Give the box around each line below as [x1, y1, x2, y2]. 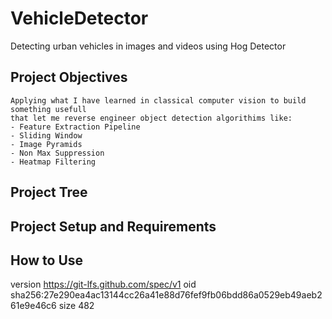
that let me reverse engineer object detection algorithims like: [10, 113, 293, 123]
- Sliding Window [10, 130, 83, 141]
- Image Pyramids [10, 139, 83, 149]
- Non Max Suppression [10, 148, 105, 158]
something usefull [10, 104, 87, 114]
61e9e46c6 [10, 300, 57, 312]
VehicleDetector [10, 7, 149, 30]
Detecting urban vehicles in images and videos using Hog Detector [10, 40, 287, 52]
